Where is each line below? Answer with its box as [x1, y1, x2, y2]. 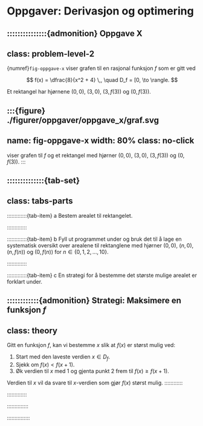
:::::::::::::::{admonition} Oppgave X [7, 28, 143, 39]
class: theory [7, 325, 58, 335]
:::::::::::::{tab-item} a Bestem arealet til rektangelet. [7, 212, 133, 219]
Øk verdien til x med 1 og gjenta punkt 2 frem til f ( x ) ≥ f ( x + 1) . [15, 367, 170, 375]
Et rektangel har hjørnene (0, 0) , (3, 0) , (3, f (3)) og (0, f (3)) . [7, 88, 152, 95]
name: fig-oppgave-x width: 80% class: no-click [7, 136, 195, 146]
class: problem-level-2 [7, 48, 95, 59]
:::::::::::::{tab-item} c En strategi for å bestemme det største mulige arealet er [7, 272, 198, 279]
